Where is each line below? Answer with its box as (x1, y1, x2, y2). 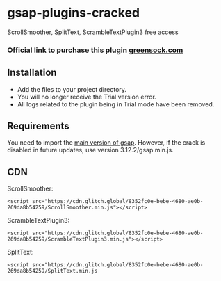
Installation (7, 67, 57, 79)
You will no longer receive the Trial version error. (17, 93, 156, 101)
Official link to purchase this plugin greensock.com (7, 45, 183, 55)
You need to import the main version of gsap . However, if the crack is (7, 138, 206, 147)
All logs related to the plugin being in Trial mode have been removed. (17, 99, 215, 109)
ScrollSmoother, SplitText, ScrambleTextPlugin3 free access (7, 28, 179, 36)
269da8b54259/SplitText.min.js (7, 268, 98, 275)
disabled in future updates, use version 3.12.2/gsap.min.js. (7, 146, 174, 154)
